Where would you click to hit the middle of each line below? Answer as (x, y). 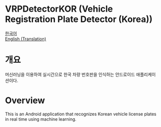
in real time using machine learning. (41, 119)
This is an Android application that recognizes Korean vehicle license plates (81, 114)
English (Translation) (26, 39)
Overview (25, 100)
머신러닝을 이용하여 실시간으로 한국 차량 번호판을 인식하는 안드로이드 (70, 74)
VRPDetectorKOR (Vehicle (59, 9)
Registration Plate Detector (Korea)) (79, 19)
